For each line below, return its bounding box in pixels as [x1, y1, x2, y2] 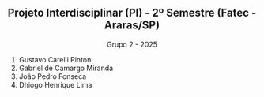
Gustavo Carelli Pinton [18, 54, 92, 64]
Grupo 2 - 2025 [107, 39, 157, 49]
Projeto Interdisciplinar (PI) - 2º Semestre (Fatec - [7, 6, 257, 20]
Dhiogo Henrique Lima [18, 80, 92, 89]
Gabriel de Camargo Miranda [18, 63, 114, 73]
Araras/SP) [104, 19, 160, 32]
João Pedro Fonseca [18, 71, 87, 81]
